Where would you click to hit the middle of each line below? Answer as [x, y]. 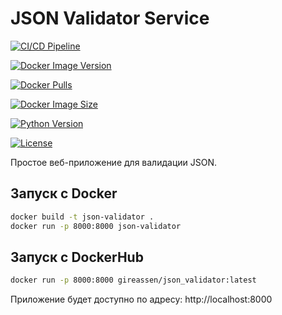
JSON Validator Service [110, 18]
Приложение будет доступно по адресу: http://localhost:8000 [141, 299]
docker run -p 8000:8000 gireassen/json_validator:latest [133, 280]
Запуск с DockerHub [77, 257]
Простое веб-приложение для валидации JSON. [113, 162]
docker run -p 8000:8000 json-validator [96, 226]
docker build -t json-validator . [82, 217]
